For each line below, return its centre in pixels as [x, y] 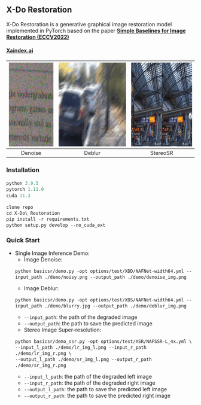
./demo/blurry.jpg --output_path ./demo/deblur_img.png [115, 306]
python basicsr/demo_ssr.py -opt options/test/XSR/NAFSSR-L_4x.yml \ [103, 342]
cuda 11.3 [19, 196]
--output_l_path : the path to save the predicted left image [95, 389]
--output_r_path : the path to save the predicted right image [97, 396]
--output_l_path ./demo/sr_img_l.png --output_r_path [83, 360]
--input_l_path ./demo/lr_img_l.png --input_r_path [80, 348]
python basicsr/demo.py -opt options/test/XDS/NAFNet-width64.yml [99, 300]
